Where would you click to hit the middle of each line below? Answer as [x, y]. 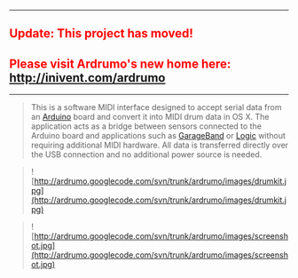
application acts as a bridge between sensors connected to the [146, 126]
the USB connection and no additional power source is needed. [146, 155]
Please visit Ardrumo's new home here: [120, 64]
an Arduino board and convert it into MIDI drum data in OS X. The [150, 117]
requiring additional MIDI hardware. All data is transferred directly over [160, 145]
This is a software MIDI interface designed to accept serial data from [156, 107]
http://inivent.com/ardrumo [87, 78]
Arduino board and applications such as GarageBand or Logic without [158, 136]
